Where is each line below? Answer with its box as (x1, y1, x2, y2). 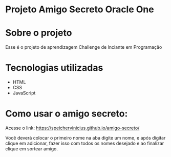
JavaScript (12, 90, 36, 96)
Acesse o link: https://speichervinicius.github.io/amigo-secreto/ (5, 125, 140, 131)
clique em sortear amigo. (5, 146, 58, 152)
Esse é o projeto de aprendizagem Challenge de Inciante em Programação (5, 44, 162, 50)
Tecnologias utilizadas (5, 62, 103, 74)
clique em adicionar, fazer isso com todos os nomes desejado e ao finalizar (5, 140, 164, 146)
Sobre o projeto (5, 27, 72, 39)
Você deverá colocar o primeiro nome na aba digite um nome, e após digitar (5, 135, 166, 141)
